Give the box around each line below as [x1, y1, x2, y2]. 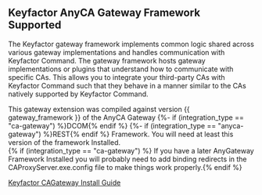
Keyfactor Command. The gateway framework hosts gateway [8, 56, 206, 65]
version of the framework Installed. [8, 137, 121, 147]
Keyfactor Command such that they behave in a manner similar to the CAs [8, 81, 246, 90]
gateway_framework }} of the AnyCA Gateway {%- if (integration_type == [8, 113, 244, 122]
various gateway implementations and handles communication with [8, 47, 225, 57]
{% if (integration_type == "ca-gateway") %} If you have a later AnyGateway [8, 146, 254, 155]
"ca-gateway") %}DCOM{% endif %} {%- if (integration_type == [8, 121, 217, 130]
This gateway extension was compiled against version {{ [8, 104, 190, 114]
